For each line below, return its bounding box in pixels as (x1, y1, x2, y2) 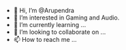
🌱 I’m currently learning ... (13, 21, 86, 28)
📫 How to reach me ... (13, 36, 77, 43)
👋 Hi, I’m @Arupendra (13, 7, 75, 14)
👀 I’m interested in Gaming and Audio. (13, 14, 120, 22)
